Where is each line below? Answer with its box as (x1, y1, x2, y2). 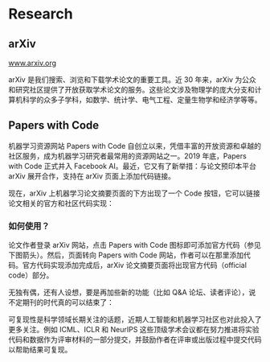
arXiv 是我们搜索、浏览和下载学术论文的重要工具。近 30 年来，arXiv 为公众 (8, 75, 257, 84)
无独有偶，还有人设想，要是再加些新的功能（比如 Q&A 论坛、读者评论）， (8, 287, 249, 298)
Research (8, 5, 74, 23)
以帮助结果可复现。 (8, 345, 72, 355)
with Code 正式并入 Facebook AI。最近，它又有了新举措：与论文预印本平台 (8, 161, 257, 171)
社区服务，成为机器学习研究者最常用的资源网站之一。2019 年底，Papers (8, 150, 247, 161)
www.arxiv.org (8, 58, 57, 68)
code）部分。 (8, 270, 54, 280)
